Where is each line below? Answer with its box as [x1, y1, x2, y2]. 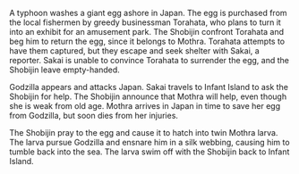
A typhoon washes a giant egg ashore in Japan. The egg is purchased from [9, 8, 288, 18]
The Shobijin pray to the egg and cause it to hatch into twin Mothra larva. [9, 128, 278, 137]
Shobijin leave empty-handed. [9, 64, 121, 75]
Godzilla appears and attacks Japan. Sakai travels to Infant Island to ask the [9, 82, 289, 92]
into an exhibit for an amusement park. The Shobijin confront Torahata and [9, 27, 285, 37]
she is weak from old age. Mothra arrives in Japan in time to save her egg [9, 101, 281, 111]
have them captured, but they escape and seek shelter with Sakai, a [9, 46, 260, 56]
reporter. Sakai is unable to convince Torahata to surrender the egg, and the [9, 55, 289, 65]
